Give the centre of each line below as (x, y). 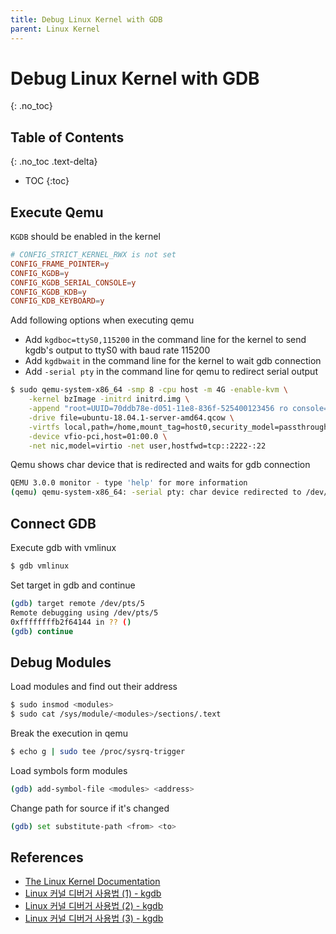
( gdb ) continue (42, 631)
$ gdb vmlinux (40, 566)
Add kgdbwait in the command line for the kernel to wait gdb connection (173, 361)
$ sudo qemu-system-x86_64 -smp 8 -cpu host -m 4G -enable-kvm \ (149, 390)
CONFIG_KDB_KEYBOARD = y (57, 301)
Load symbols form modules (69, 770)
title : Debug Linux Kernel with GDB (86, 19)
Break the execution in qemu (69, 733)
